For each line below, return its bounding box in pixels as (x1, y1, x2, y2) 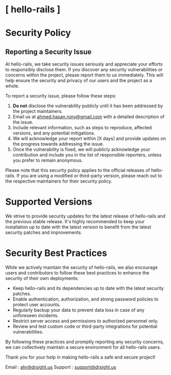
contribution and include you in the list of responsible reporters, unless (12, 152, 162, 158)
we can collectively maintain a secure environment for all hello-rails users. (5, 344, 161, 350)
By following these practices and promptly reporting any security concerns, (5, 339, 164, 345)
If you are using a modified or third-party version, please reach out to (16, 173, 162, 179)
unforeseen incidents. (12, 312, 59, 319)
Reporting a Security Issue (5, 47, 92, 56)
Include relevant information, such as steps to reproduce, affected (12, 125, 152, 131)
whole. (5, 83, 19, 89)
